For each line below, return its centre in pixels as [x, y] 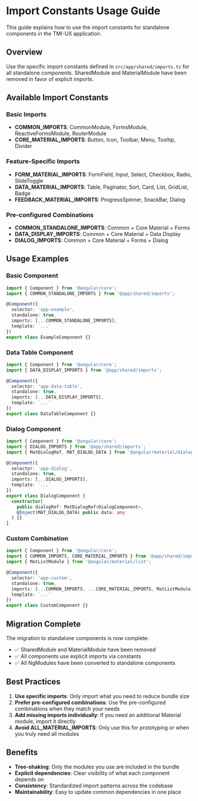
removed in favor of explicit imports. [50, 79]
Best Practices [33, 682]
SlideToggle [29, 180]
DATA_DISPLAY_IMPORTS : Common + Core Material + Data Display [98, 234]
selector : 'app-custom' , [42, 578]
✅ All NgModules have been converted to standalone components [95, 663]
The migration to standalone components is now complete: [77, 638]
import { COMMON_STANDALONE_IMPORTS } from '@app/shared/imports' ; [91, 293]
